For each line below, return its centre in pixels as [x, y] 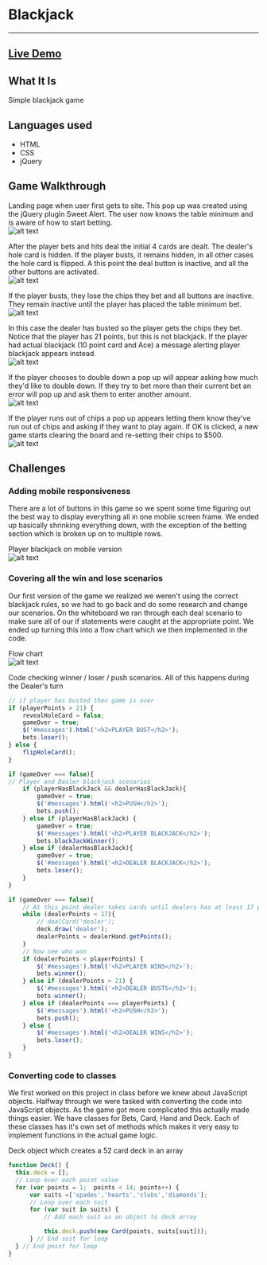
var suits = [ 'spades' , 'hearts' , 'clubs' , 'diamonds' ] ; [118, 1195]
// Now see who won [55, 951]
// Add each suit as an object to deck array [120, 1217]
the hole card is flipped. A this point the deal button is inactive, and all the [128, 263]
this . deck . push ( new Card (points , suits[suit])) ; [126, 1232]
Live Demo [35, 54]
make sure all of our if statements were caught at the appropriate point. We [131, 621]
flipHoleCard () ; [50, 752]
